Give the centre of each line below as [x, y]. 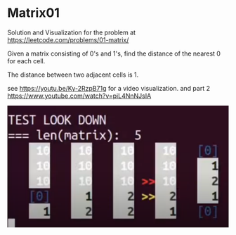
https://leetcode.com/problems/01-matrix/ [68, 39]
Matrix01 [33, 13]
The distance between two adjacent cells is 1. [73, 75]
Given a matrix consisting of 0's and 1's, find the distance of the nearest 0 [114, 53]
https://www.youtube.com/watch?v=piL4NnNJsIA [79, 96]
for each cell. [26, 61]
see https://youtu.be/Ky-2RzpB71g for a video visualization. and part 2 [109, 88]
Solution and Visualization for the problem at [71, 32]
